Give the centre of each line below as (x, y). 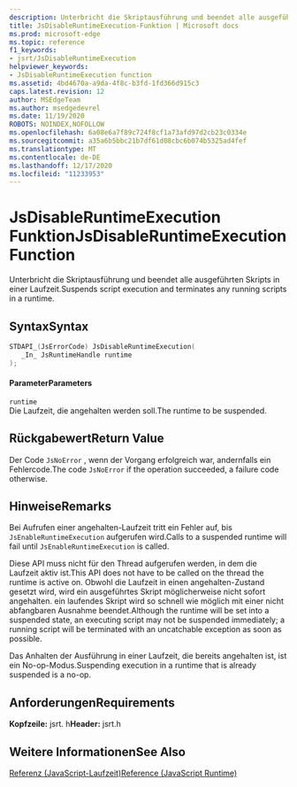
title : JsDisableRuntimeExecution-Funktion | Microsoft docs (124, 26)
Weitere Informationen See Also (97, 752)
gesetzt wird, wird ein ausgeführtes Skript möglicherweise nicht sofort (137, 592)
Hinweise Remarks (61, 507)
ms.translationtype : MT (53, 149)
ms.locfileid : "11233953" (57, 174)
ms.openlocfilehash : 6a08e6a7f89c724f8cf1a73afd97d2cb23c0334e (128, 133)
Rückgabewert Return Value (87, 439)
